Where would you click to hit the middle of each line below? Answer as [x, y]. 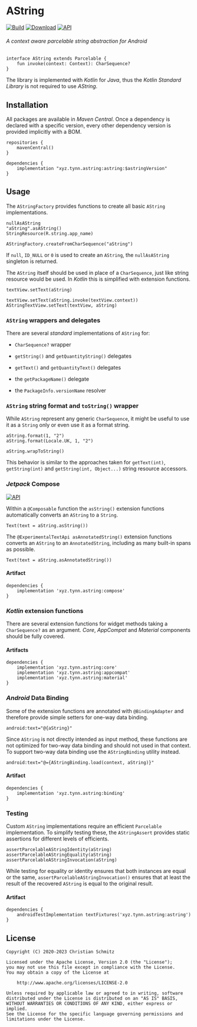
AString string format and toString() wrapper [72, 406]
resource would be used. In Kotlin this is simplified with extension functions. [98, 279]
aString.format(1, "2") [35, 436]
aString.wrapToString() [35, 451]
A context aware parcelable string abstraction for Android [77, 41]
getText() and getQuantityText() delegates [68, 368]
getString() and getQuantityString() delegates [73, 356]
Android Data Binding [37, 698]
